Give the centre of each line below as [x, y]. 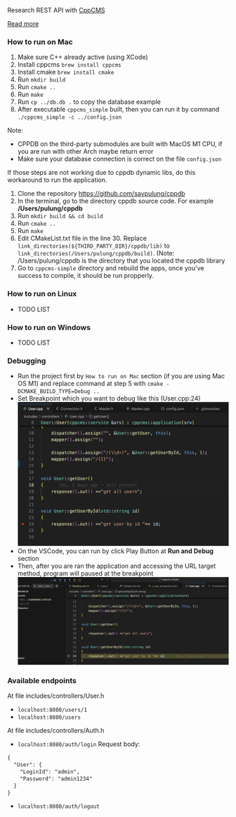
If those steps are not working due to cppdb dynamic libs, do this [101, 173]
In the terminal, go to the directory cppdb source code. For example [116, 201]
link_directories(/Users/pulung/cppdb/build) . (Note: [96, 253]
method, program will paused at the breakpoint [85, 573]
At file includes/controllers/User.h [56, 696]
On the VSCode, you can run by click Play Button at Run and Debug [116, 551]
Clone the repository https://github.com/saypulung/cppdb [101, 194]
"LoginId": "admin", [50, 772]
